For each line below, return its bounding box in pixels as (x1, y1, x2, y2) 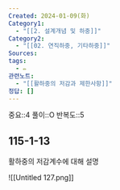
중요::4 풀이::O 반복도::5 (8, 110, 85, 120)
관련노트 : (8, 72, 35, 80)
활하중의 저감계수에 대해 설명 (8, 157, 99, 167)
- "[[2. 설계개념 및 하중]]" (15, 27, 101, 35)
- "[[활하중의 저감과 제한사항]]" (15, 79, 113, 87)
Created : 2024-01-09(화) (8, 11, 90, 20)
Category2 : (8, 34, 45, 43)
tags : (8, 57, 27, 65)
